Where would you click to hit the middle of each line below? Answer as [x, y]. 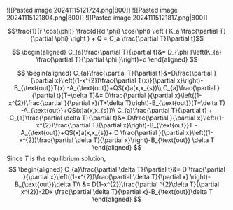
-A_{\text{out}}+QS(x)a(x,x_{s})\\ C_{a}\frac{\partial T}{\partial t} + [117, 110]
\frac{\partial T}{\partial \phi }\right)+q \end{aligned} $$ [117, 59]
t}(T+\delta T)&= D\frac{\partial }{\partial [115, 95]
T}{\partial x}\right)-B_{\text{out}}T [142, 125]
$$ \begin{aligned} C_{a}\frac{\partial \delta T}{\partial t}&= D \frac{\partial [117, 169]
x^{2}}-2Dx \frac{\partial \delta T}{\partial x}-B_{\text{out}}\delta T [117, 191]
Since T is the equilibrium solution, [56, 158]
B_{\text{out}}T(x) [40, 88]
